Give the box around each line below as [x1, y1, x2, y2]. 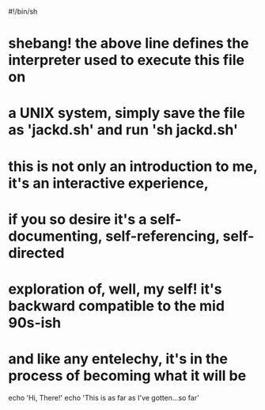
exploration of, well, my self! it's [8, 280, 222, 298]
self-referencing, [105, 227, 220, 245]
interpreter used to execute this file [8, 51, 245, 70]
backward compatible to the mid [8, 297, 225, 315]
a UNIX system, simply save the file [8, 104, 245, 122]
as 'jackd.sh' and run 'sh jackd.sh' [8, 121, 239, 139]
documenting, [8, 227, 103, 245]
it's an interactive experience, [8, 174, 210, 192]
